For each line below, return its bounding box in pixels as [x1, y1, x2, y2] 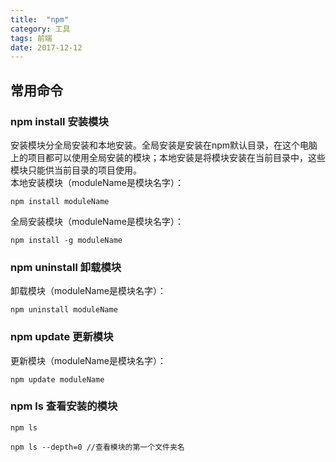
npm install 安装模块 [10, 114, 109, 128]
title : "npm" [10, 14, 70, 25]
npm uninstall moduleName [10, 305, 118, 315]
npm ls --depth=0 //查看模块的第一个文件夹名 [10, 442, 185, 452]
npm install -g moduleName [10, 235, 123, 245]
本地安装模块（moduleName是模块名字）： [10, 176, 184, 188]
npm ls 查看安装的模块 [10, 399, 118, 413]
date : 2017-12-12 [10, 42, 83, 53]
